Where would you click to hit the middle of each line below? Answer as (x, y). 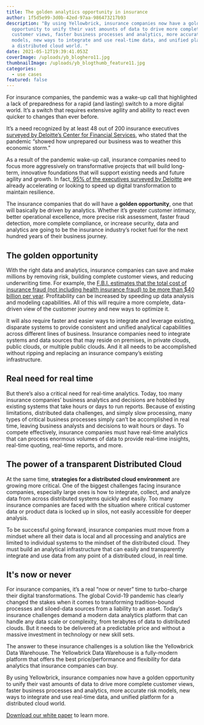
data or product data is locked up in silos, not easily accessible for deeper (99, 511)
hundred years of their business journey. (57, 236)
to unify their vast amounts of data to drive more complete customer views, (100, 684)
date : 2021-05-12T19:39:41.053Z (47, 52)
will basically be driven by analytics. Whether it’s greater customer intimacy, (101, 210)
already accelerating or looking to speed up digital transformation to (91, 186)
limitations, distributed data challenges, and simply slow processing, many (99, 412)
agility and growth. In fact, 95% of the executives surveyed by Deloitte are (99, 179)
